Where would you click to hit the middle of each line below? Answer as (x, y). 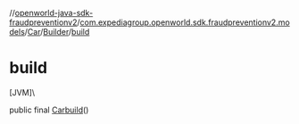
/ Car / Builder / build (57, 32)
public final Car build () (49, 110)
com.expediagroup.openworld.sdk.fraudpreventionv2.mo (185, 22)
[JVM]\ (22, 92)
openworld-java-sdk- (54, 13)
